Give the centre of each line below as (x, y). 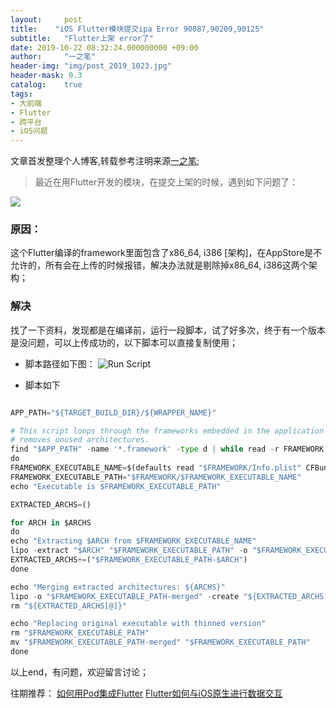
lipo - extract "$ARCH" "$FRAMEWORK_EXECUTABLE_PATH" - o (129, 551)
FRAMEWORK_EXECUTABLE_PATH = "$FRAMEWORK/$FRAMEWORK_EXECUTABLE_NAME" (156, 477)
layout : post (46, 19)
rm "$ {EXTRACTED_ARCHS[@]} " (69, 606)
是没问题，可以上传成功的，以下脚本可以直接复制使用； (124, 342)
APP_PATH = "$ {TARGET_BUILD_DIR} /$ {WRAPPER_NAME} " (113, 412)
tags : (21, 94)
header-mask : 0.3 (46, 76)
